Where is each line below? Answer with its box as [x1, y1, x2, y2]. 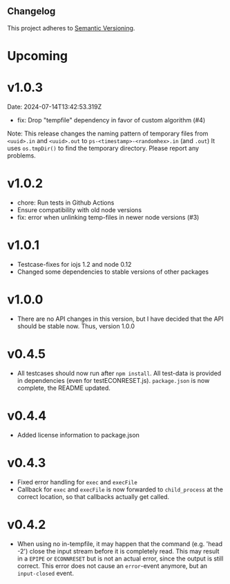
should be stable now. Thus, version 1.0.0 [17, 321, 135, 330]
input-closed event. [17, 569, 75, 577]
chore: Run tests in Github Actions [17, 198, 115, 207]
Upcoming [7, 48, 68, 64]
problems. [7, 151, 36, 160]
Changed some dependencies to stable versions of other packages [17, 267, 209, 276]
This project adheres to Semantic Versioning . [7, 23, 135, 32]
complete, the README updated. [17, 384, 111, 392]
